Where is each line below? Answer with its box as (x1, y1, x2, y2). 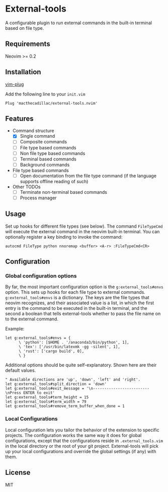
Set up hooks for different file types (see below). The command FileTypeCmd (5, 223, 163, 229)
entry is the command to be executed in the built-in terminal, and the (5, 305, 147, 311)
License (5, 468, 31, 477)
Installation (5, 68, 41, 76)
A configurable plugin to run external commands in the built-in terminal (5, 20, 152, 26)
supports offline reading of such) (20, 178, 89, 184)
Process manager (20, 195, 57, 201)
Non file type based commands (20, 150, 86, 156)
